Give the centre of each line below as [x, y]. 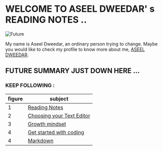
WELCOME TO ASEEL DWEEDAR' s [80, 9]
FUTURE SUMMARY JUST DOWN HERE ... [73, 71]
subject [59, 99]
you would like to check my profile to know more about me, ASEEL [75, 49]
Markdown [41, 140]
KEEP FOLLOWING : [30, 85]
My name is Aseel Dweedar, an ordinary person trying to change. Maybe [81, 44]
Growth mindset [47, 124]
